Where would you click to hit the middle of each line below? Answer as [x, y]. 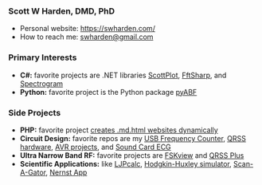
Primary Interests [43, 57]
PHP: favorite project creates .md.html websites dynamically [119, 130]
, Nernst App [66, 172]
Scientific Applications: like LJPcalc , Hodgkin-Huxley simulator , [126, 163]
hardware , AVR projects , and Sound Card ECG [95, 147]
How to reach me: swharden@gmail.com [86, 37]
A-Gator [33, 172]
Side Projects [35, 112]
